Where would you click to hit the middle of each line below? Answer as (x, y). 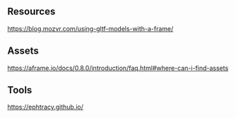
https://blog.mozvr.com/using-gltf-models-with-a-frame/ (90, 28)
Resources (31, 12)
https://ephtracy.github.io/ (45, 107)
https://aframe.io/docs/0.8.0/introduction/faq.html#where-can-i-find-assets (118, 68)
